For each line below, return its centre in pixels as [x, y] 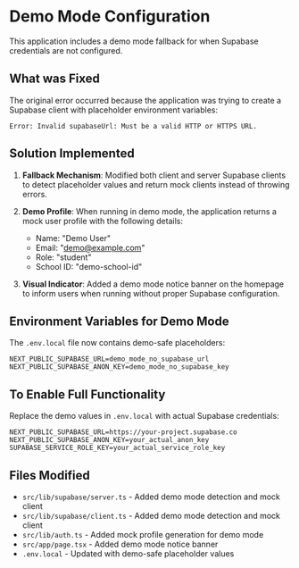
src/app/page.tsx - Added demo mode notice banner [120, 544]
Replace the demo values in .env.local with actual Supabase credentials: [144, 416]
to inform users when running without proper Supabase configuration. [151, 293]
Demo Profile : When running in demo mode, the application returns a [149, 211]
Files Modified [50, 475]
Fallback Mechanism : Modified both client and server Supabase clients [154, 175]
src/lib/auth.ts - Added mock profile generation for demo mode [143, 535]
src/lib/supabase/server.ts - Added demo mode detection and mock [151, 497]
